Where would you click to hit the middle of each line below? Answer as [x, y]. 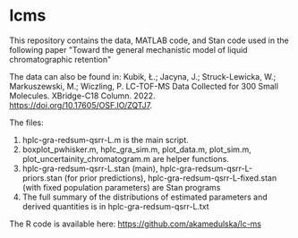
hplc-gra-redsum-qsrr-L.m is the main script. [106, 140]
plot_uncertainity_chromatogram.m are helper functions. [126, 158]
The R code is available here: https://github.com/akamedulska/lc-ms [136, 224]
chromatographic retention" [60, 59]
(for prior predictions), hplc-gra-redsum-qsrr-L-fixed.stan [170, 178]
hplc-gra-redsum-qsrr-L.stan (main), [90, 168]
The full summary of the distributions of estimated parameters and [145, 197]
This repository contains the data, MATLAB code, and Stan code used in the [149, 40]
